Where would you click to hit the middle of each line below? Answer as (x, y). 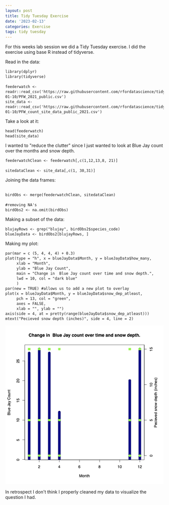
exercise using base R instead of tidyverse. (50, 52)
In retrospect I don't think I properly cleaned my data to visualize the (76, 492)
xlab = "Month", (33, 264)
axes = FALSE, (31, 304)
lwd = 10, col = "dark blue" (47, 279)
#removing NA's (21, 205)
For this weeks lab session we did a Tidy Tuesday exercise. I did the (75, 47)
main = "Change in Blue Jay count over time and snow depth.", (85, 274)
